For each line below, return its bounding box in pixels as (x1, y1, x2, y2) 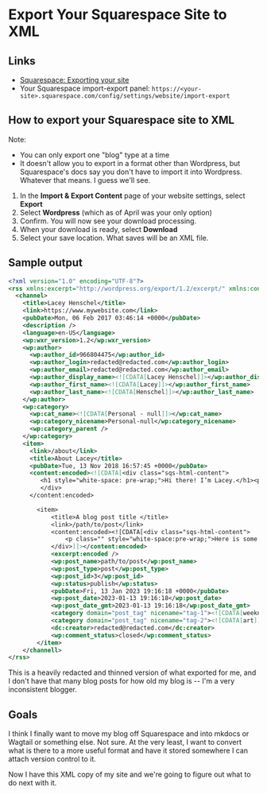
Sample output (8, 256, 83, 269)
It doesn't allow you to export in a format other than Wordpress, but (19, 158, 241, 168)
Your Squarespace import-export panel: (19, 83, 150, 93)
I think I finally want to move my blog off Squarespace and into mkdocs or (8, 729, 250, 738)
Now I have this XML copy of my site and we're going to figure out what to (8, 769, 252, 780)
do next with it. (8, 778, 57, 788)
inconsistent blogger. (8, 685, 78, 695)
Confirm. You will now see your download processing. (19, 216, 197, 226)
